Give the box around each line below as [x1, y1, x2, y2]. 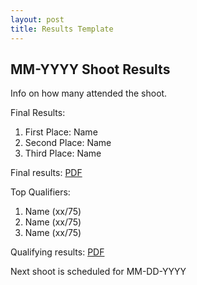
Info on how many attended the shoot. [10, 87, 168, 100]
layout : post [10, 14, 65, 25]
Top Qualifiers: [10, 186, 71, 198]
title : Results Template [10, 24, 114, 34]
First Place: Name [24, 126, 98, 138]
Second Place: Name [24, 137, 112, 149]
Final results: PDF [10, 167, 83, 179]
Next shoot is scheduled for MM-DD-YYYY [10, 266, 187, 278]
